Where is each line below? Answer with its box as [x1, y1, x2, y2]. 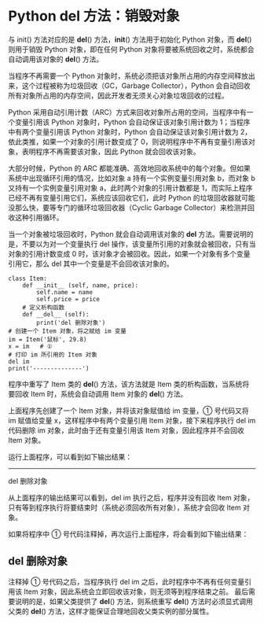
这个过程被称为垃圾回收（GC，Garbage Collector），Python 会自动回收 [21, 80, 251, 90]
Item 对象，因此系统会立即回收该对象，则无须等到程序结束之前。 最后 [23, 587, 249, 596]
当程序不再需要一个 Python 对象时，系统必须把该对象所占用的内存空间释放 [8, 71, 249, 80]
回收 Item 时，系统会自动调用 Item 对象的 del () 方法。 [14, 389, 188, 398]
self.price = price [36, 295, 101, 303]
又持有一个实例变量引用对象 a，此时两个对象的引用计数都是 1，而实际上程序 [8, 182, 253, 193]
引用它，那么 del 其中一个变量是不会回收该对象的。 [8, 259, 174, 268]
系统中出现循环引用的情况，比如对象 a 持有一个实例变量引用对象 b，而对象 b [8, 173, 255, 182]
